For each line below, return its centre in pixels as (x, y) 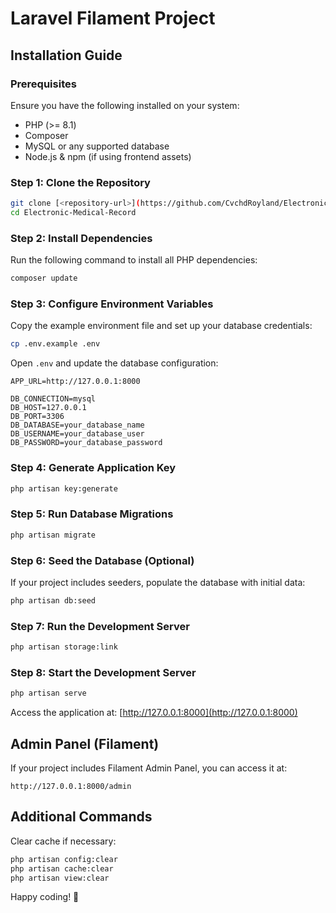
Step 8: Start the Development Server (103, 672)
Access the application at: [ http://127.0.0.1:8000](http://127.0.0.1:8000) (154, 713)
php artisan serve (48, 693)
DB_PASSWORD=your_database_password (86, 443)
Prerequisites (43, 84)
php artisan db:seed (53, 600)
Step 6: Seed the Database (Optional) (102, 560)
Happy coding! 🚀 (45, 897)
